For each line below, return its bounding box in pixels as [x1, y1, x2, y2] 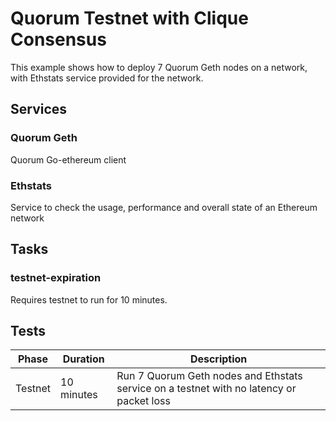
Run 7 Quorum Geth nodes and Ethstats [116, 369, 303, 383]
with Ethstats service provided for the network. [10, 72, 204, 84]
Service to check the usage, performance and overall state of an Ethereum [10, 201, 318, 213]
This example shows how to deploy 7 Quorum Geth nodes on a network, [10, 61, 308, 73]
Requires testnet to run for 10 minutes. [10, 293, 168, 306]
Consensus [10, 28, 107, 51]
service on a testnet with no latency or [116, 382, 297, 396]
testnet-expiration [10, 271, 102, 285]
